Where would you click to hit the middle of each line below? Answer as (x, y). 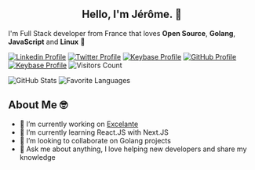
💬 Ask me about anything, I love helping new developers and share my (133, 149)
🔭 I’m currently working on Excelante (79, 124)
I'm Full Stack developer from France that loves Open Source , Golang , (122, 33)
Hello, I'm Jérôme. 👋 (132, 14)
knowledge (38, 157)
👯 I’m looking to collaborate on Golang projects (95, 140)
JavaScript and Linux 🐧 (47, 42)
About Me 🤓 (38, 105)
